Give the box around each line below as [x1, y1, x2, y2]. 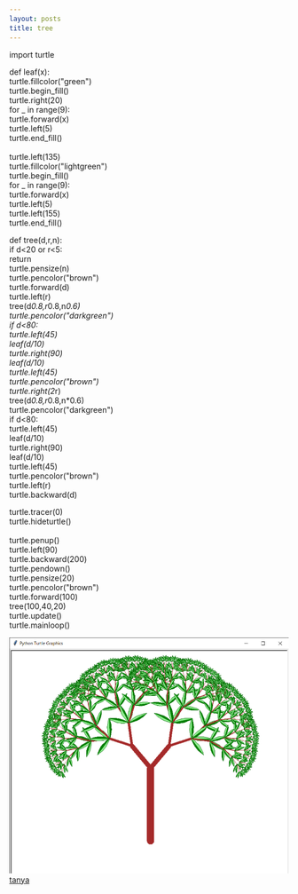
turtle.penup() [9, 534, 60, 545]
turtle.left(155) [9, 208, 60, 218]
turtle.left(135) [9, 151, 61, 162]
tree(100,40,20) [9, 600, 67, 612]
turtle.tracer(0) [9, 506, 64, 517]
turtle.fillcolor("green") [9, 75, 92, 86]
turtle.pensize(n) [9, 263, 70, 273]
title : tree [9, 23, 53, 33]
